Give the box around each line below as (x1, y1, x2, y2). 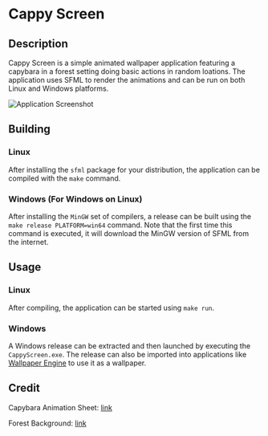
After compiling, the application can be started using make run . (8, 303, 215, 312)
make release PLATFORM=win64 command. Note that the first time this (8, 220, 233, 230)
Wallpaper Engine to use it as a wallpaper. (8, 358, 147, 368)
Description (8, 37, 68, 51)
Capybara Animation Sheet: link (8, 402, 112, 412)
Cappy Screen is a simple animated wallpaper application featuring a (8, 58, 235, 67)
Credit (8, 381, 40, 395)
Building (8, 122, 51, 137)
